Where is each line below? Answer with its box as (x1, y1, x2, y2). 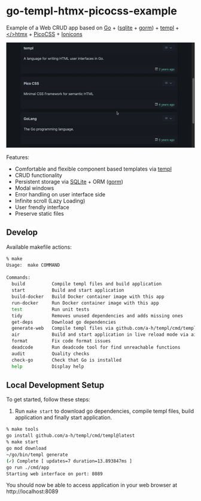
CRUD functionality (14, 172, 63, 179)
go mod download (6, 446, 47, 452)
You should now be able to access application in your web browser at (6, 482, 178, 489)
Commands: (6, 275, 31, 281)
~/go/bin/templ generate (6, 452, 68, 458)
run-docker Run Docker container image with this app (11, 300, 160, 306)
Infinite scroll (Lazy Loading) (14, 197, 86, 205)
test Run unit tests (11, 306, 90, 312)
